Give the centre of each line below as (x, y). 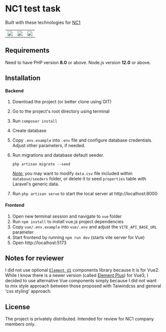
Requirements (27, 50)
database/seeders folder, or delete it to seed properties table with (79, 179)
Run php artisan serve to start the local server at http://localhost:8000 (85, 194)
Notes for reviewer (35, 258)
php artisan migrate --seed (41, 165)
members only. (20, 324)
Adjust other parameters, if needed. (49, 146)
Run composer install (35, 121)
